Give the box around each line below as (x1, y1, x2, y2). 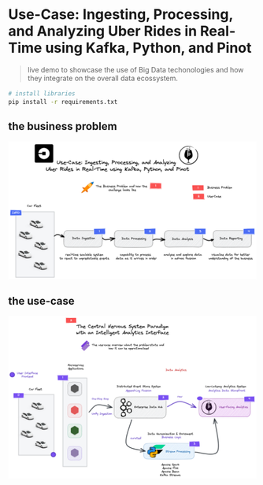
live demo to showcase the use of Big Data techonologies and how (27, 65, 244, 74)
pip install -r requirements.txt (8, 98, 118, 106)
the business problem (8, 120, 117, 133)
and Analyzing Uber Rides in (8, 22, 198, 40)
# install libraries (8, 89, 76, 98)
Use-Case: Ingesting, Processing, (8, 6, 234, 24)
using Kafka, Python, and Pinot (45, 39, 252, 57)
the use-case (8, 294, 75, 308)
